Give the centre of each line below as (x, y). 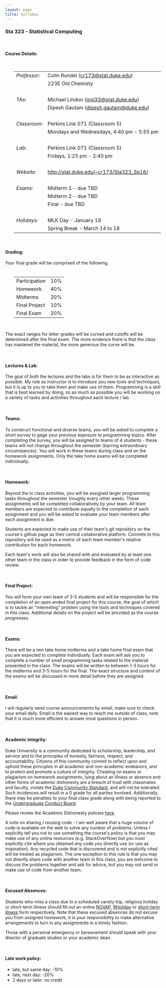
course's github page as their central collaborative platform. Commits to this (83, 534)
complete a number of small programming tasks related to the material (77, 660)
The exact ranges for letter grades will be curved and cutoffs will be (74, 334)
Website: (26, 172)
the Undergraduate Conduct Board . (41, 803)
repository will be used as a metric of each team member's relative (73, 539)
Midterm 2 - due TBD (73, 196)
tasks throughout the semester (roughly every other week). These (72, 498)
